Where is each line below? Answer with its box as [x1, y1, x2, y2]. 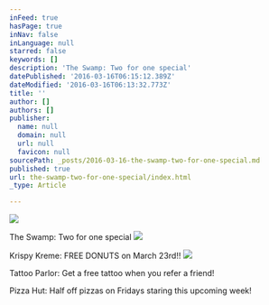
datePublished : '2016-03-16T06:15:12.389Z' [9, 72, 176, 81]
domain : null [17, 131, 67, 140]
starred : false [9, 47, 67, 56]
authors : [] [9, 106, 54, 115]
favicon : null [17, 147, 70, 156]
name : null [17, 123, 59, 132]
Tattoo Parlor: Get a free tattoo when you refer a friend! [9, 268, 215, 279]
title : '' [9, 88, 47, 97]
